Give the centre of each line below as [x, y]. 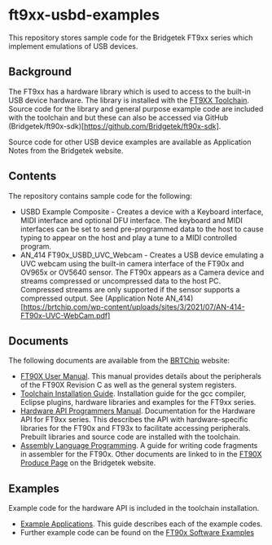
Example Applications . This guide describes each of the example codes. [141, 524]
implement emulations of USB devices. [73, 46]
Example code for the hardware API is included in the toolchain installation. [134, 508]
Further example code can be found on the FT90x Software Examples [137, 533]
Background [40, 72]
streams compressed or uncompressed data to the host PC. [121, 281]
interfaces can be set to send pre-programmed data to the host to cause [142, 229]
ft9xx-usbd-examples [84, 15]
